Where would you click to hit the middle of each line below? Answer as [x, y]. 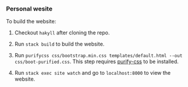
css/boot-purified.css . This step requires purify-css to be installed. [97, 62]
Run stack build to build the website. [60, 44]
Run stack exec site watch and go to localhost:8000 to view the [93, 73]
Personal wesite [29, 9]
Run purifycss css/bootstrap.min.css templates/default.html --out [98, 55]
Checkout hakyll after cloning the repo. [62, 33]
